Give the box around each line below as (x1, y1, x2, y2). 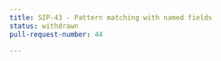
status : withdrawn (9, 22, 79, 30)
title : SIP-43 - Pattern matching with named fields (9, 13, 213, 22)
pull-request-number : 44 (9, 30, 103, 39)
